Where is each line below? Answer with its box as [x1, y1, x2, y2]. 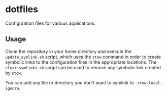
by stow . [5, 70, 22, 76]
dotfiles [5, 4, 39, 15]
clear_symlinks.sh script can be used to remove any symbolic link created [5, 64, 161, 70]
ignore [5, 86, 19, 91]
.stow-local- [135, 80, 162, 85]
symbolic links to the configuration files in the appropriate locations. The [5, 59, 157, 65]
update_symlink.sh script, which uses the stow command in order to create [5, 54, 161, 60]
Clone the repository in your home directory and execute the [5, 48, 132, 54]
